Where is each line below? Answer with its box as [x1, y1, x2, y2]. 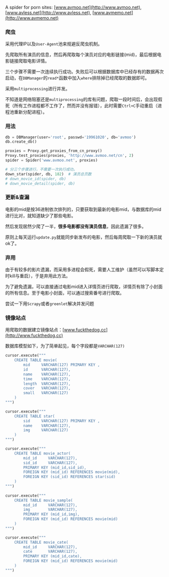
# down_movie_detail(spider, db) [5, 181, 75, 186]
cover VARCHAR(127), [23, 386, 71, 391]
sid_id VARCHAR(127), [23, 460, 78, 466]
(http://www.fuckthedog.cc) [5, 332, 63, 338]
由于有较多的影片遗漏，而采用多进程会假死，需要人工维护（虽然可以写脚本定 [5, 267, 164, 273]
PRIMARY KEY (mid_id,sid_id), [23, 465, 87, 470]
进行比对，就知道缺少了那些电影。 [5, 212, 76, 218]
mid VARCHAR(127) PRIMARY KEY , [23, 363, 100, 368]
